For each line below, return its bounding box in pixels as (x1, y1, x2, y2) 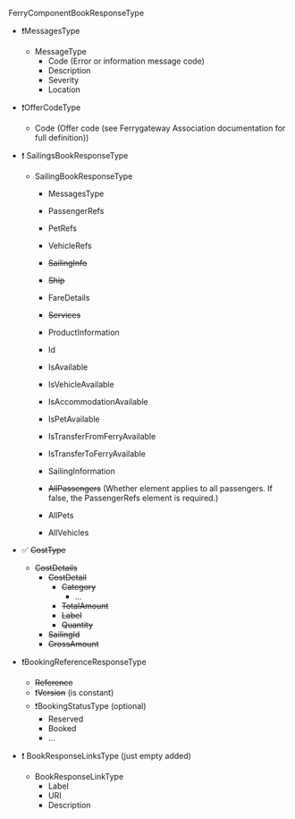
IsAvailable (47, 362, 88, 372)
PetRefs (47, 223, 78, 234)
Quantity (61, 619, 93, 630)
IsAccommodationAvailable (47, 397, 148, 406)
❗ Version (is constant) (34, 687, 114, 697)
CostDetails (34, 563, 78, 573)
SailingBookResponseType (34, 171, 133, 182)
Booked (47, 723, 77, 733)
